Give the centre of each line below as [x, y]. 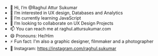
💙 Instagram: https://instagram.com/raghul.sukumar [63, 48]
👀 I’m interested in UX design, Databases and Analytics [66, 13]
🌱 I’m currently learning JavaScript [45, 18]
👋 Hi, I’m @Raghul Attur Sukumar [44, 8]
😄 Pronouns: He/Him [32, 36]
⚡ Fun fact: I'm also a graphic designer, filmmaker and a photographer [81, 41]
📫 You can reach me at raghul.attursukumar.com [60, 29]
